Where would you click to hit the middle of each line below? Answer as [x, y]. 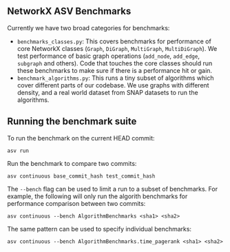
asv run [18, 151]
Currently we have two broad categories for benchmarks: [88, 28]
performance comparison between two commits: [76, 203]
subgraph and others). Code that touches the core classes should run [115, 63]
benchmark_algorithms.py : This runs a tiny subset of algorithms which [115, 78]
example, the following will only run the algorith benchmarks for [97, 196]
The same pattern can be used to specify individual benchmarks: [99, 229]
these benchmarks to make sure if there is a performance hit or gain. [114, 70]
